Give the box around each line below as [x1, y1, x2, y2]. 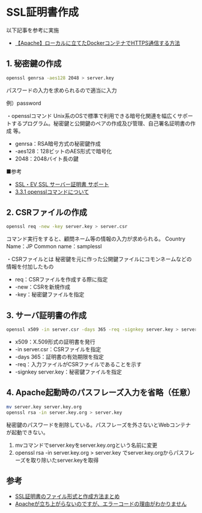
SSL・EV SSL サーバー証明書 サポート [14, 180, 109, 188]
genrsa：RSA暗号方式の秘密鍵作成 [14, 140, 101, 147]
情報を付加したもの [6, 263, 54, 271]
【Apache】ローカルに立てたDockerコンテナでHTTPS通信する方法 [14, 39, 180, 46]
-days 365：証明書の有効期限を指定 [14, 353, 104, 360]
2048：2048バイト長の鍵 [14, 155, 79, 162]
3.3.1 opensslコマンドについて [14, 188, 89, 195]
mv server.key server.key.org [6, 404, 82, 410]
